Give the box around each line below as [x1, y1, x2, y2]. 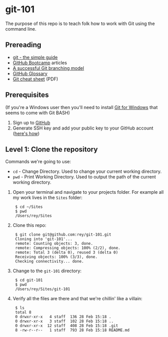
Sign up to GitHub [12, 119, 51, 125]
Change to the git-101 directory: [12, 268, 82, 274]
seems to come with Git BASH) [5, 110, 70, 116]
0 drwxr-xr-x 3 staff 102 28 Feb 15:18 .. [15, 319, 114, 324]
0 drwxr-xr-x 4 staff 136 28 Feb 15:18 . [15, 315, 111, 320]
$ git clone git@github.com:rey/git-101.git [15, 232, 111, 238]
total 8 [15, 310, 32, 315]
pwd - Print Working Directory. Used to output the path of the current [12, 174, 156, 180]
